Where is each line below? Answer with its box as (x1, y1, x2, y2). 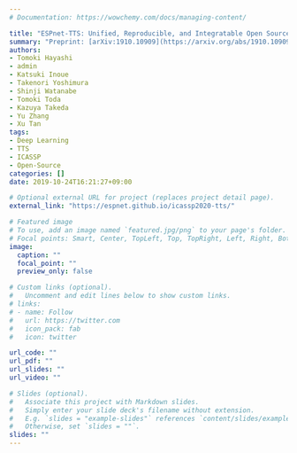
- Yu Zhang (9, 112, 49, 121)
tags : (9, 128, 29, 137)
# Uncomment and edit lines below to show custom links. (9, 292, 232, 301)
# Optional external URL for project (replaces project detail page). (9, 193, 275, 202)
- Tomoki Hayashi (9, 54, 73, 63)
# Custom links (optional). (9, 283, 113, 293)
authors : (9, 45, 42, 54)
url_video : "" (9, 373, 62, 382)
